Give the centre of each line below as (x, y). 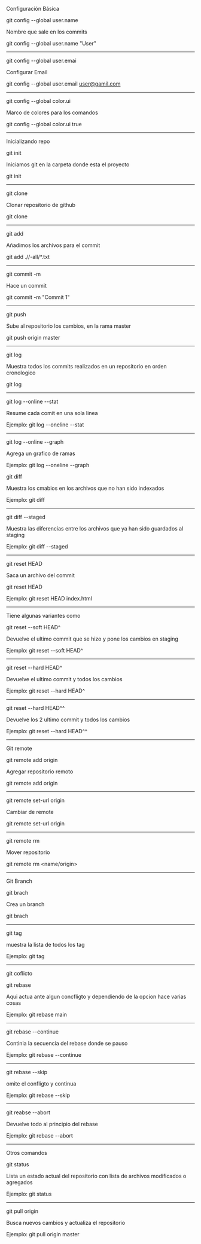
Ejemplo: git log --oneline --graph (48, 465)
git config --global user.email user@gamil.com (63, 84)
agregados (19, 1182)
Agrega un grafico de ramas (41, 453)
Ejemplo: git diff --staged (37, 546)
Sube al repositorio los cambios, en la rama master (69, 326)
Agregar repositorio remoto (40, 772)
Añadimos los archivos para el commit (53, 245)
